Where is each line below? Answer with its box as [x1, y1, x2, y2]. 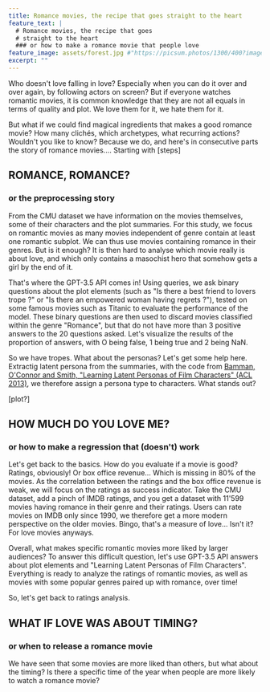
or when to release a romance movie [8, 640, 153, 651]
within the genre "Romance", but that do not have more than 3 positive [8, 320, 241, 330]
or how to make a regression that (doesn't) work [8, 441, 200, 452]
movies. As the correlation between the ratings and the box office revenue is [8, 477, 262, 486]
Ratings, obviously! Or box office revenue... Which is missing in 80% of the [8, 468, 256, 478]
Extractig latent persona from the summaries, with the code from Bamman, [8, 361, 256, 371]
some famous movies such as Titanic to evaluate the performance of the [8, 303, 249, 313]
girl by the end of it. [8, 262, 74, 271]
